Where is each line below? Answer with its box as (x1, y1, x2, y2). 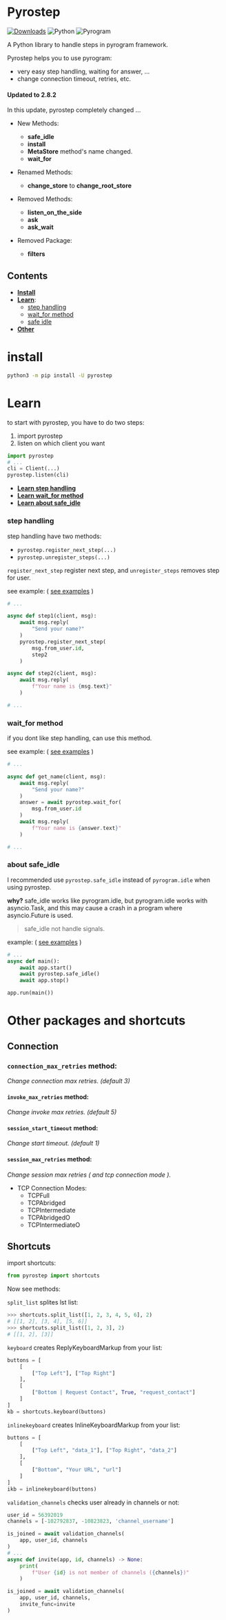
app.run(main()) (7, 990, 54, 997)
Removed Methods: (17, 195, 73, 203)
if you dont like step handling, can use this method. (7, 734, 152, 742)
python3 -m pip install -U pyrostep (7, 371, 112, 379)
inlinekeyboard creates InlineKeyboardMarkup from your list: (7, 1421, 181, 1429)
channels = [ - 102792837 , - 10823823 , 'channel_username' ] (7, 1518, 174, 1525)
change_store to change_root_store (27, 181, 132, 190)
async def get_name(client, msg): (7, 773, 107, 780)
